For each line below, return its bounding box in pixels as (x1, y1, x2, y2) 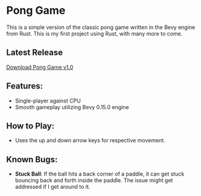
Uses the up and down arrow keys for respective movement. (14, 137, 166, 144)
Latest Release (6, 48, 63, 58)
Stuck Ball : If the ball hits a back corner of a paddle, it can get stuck (14, 170, 185, 178)
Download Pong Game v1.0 (6, 63, 74, 71)
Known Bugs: (6, 154, 58, 165)
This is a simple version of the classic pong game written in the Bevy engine (6, 24, 196, 31)
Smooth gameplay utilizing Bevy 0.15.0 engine (14, 103, 129, 110)
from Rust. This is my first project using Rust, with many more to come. (6, 30, 183, 37)
